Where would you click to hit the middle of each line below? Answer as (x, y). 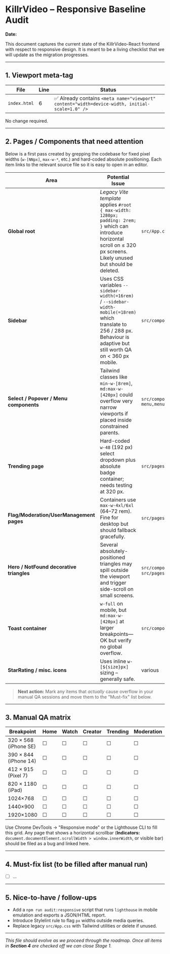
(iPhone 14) (22, 761)
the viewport (115, 576)
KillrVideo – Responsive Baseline (75, 9)
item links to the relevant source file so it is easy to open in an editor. (77, 164)
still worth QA (116, 350)
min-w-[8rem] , (116, 383)
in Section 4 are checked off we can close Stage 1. (58, 946)
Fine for (109, 517)
